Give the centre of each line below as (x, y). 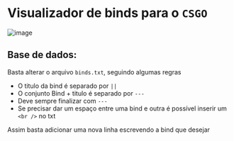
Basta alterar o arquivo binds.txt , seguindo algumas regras (94, 72)
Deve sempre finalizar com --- (62, 101)
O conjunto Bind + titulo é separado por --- (81, 93)
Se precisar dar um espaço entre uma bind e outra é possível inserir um (122, 108)
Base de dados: (42, 55)
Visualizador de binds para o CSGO (107, 13)
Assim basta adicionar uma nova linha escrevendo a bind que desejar (109, 130)
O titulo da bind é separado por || (67, 86)
